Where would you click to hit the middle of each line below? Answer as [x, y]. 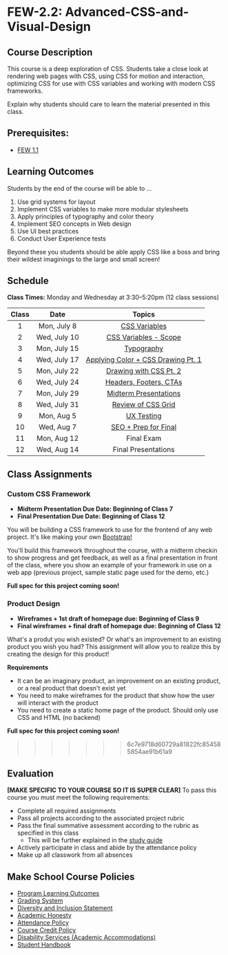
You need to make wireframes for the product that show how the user [116, 696]
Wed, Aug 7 [58, 427]
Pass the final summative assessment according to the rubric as [108, 826]
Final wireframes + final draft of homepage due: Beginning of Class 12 [119, 626]
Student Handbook [44, 945]
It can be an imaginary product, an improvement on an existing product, [119, 681]
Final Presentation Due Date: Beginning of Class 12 [91, 516]
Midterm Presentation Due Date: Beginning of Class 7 [95, 509]
